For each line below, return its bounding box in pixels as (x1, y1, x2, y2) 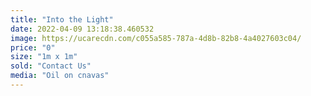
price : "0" (10, 42, 56, 53)
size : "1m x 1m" (10, 52, 78, 62)
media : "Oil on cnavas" (10, 71, 110, 81)
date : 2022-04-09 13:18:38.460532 (10, 24, 155, 34)
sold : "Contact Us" (10, 61, 92, 71)
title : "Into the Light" (10, 14, 114, 25)
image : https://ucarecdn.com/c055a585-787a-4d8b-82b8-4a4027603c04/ (10, 33, 302, 43)
